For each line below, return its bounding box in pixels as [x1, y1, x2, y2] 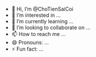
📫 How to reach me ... [11, 31, 66, 37]
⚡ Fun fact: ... [11, 45, 44, 52]
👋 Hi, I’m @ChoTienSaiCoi [11, 6, 74, 12]
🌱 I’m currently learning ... [11, 18, 74, 24]
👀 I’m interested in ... [11, 12, 61, 19]
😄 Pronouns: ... [11, 39, 49, 46]
